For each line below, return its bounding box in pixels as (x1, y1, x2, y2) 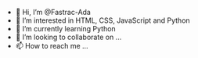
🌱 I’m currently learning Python (15, 24, 116, 33)
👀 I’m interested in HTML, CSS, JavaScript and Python (15, 16, 190, 25)
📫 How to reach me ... (15, 42, 88, 50)
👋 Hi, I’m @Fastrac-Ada (15, 8, 92, 16)
